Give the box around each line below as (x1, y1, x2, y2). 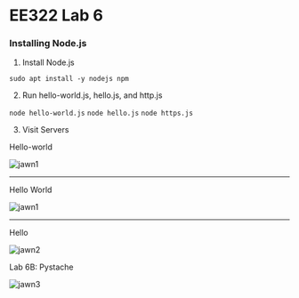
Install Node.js (21, 57, 75, 68)
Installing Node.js (9, 37, 87, 50)
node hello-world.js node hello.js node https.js (9, 109, 194, 118)
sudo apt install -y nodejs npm (9, 75, 129, 84)
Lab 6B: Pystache (9, 262, 74, 272)
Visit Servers (21, 125, 69, 135)
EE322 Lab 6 (9, 5, 104, 26)
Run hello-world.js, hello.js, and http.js (21, 90, 163, 101)
